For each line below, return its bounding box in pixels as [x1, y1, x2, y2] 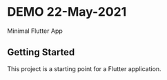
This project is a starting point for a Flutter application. [7, 64, 161, 72]
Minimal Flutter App [7, 27, 63, 35]
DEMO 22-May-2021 [7, 4, 127, 20]
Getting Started [7, 46, 75, 58]
